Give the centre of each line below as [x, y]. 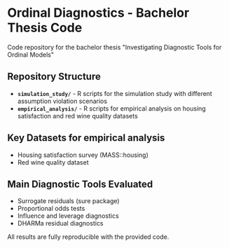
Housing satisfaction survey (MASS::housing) [83, 155]
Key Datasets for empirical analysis [86, 138]
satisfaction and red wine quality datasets [77, 116]
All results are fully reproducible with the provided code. [88, 237]
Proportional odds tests [51, 209]
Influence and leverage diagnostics [68, 216]
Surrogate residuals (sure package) [69, 201]
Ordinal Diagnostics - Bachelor [98, 13]
